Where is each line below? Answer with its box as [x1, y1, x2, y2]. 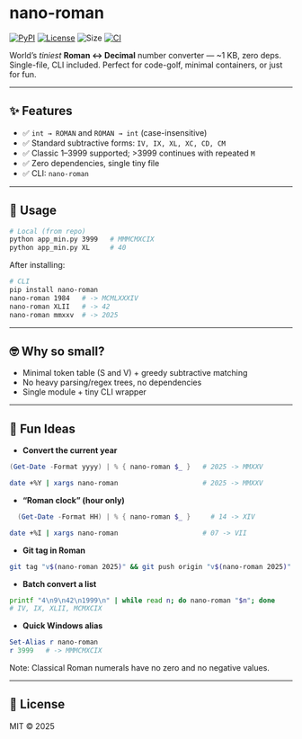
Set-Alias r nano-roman [9, 637, 99, 647]
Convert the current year [22, 445, 118, 456]
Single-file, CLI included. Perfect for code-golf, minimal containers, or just [9, 59, 283, 70]
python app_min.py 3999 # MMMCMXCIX [9, 235, 155, 245]
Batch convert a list [22, 578, 97, 589]
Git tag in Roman [22, 545, 86, 556]
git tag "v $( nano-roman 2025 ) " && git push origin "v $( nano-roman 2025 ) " [9, 562, 292, 571]
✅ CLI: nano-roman [22, 167, 90, 178]
